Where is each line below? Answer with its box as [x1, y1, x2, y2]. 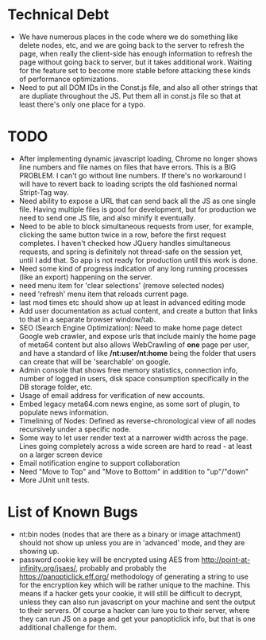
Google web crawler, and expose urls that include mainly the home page [18, 331, 256, 341]
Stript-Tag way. [18, 187, 69, 197]
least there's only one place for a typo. [18, 100, 146, 109]
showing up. [18, 546, 60, 556]
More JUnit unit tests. [18, 475, 90, 485]
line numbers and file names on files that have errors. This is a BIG [18, 162, 237, 172]
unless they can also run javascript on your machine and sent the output [18, 597, 256, 607]
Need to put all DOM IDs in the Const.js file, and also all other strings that [18, 82, 258, 92]
